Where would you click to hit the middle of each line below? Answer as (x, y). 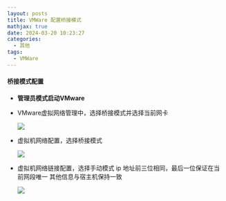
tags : (15, 52)
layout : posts (28, 13)
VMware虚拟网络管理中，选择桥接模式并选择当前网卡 (93, 113)
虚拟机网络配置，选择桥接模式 (59, 140)
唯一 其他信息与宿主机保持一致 (79, 176)
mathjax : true (28, 26)
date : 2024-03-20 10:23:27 (46, 33)
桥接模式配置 (25, 82)
